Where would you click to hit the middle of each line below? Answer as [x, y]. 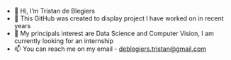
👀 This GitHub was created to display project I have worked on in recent [119, 18]
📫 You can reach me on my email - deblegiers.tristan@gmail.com [110, 49]
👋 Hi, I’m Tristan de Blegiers [55, 11]
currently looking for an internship [64, 41]
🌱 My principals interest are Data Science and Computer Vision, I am [114, 33]
